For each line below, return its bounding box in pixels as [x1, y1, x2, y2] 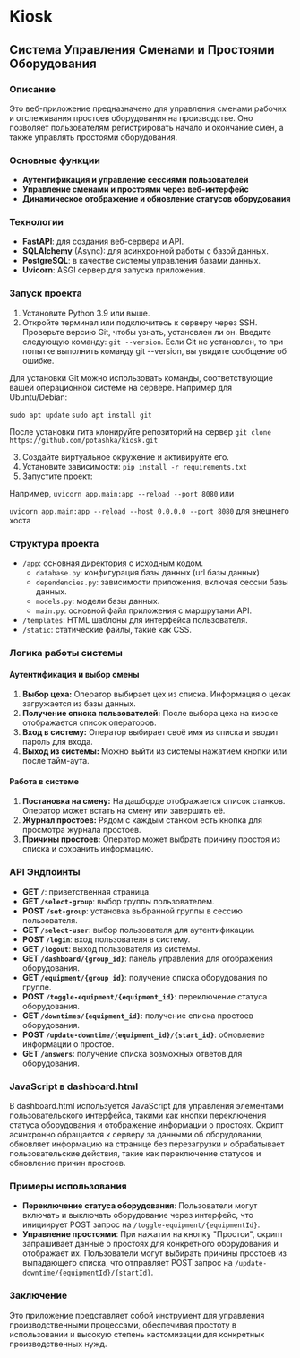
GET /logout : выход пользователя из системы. [21, 943, 201, 954]
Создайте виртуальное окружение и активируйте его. [21, 451, 230, 463]
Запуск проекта [9, 287, 82, 299]
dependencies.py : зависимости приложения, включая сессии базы [35, 576, 288, 588]
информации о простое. [21, 1038, 115, 1050]
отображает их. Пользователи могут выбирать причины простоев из [21, 1248, 287, 1259]
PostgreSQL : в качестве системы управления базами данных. [21, 255, 261, 266]
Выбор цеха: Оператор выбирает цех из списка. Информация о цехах [21, 688, 291, 700]
